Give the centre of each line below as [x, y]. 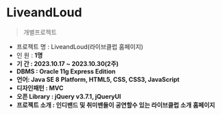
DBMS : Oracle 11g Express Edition [66, 71]
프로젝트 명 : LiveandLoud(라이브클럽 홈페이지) [80, 46]
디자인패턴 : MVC [40, 88]
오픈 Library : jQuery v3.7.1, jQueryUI [69, 96]
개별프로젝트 [40, 32]
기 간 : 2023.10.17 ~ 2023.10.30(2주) [67, 63]
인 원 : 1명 [29, 55]
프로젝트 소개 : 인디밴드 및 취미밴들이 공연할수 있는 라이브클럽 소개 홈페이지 [115, 105]
